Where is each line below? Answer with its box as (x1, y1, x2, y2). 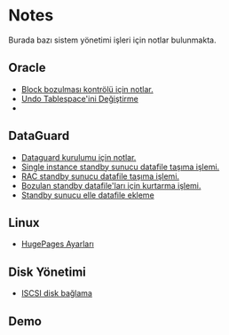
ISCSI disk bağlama (20, 288, 92, 299)
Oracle (8, 60, 46, 75)
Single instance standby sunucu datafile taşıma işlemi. (20, 161, 220, 172)
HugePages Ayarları (20, 238, 95, 249)
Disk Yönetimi (8, 264, 86, 279)
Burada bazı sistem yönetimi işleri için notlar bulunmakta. (8, 35, 217, 45)
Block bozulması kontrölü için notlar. (20, 83, 154, 94)
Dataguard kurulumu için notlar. (20, 152, 137, 162)
